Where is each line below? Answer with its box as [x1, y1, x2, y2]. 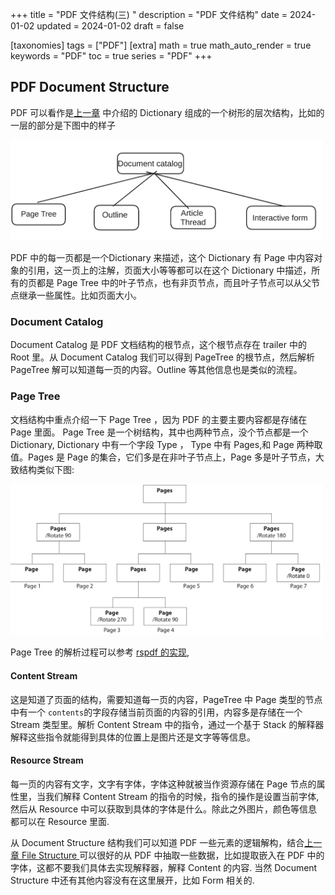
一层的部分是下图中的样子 [10, 119, 116, 131]
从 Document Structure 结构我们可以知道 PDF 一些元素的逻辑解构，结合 [10, 836, 305, 848]
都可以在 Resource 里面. [10, 815, 110, 827]
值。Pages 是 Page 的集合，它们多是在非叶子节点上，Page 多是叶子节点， [10, 451, 316, 463]
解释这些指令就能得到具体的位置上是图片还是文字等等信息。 [10, 731, 256, 743]
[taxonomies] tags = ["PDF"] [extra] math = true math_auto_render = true [10, 39, 312, 51]
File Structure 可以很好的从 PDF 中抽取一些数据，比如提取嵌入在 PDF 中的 [21, 849, 325, 861]
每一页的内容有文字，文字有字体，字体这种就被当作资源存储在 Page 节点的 [10, 778, 317, 790]
